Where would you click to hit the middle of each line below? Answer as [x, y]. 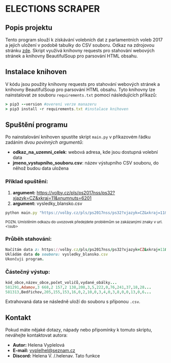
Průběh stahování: [28, 239]
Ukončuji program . [25, 259]
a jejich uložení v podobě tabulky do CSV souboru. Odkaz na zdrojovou [80, 45]
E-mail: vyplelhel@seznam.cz [44, 350]
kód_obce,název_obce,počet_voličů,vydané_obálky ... [61, 282]
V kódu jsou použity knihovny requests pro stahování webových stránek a [83, 84]
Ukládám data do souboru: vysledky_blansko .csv [57, 254]
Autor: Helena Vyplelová [38, 345]
